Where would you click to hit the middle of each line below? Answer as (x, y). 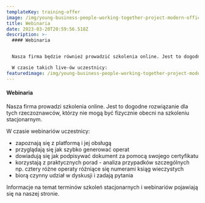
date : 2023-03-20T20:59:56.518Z (47, 29)
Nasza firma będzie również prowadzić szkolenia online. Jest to (97, 57)
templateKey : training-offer (43, 12)
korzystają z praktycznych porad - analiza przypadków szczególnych (102, 162)
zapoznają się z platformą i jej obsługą (63, 143)
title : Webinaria (28, 23)
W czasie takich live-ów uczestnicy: (60, 68)
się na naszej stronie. (33, 193)
